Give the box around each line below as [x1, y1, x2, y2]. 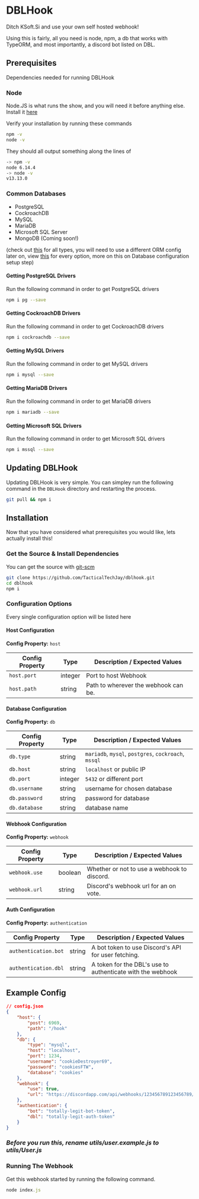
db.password [9, 795, 43, 802]
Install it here [6, 108, 38, 116]
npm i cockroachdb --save [6, 334, 70, 340]
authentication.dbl [9, 964, 64, 971]
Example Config [6, 987, 66, 997]
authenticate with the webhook [91, 967, 178, 976]
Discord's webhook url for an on [86, 882, 176, 890]
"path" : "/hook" [27, 1025, 68, 1031]
